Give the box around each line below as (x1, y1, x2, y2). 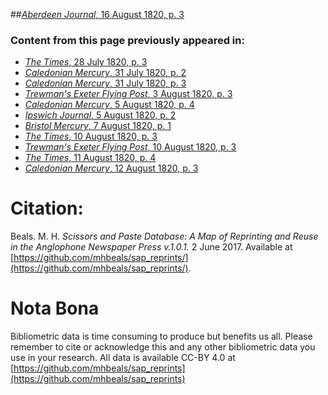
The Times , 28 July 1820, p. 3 (24, 56, 148, 68)
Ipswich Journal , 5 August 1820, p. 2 (24, 109, 177, 121)
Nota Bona (10, 297, 100, 320)
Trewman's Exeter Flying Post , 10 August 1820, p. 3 (24, 141, 237, 153)
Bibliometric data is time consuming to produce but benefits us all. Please (10, 330, 313, 343)
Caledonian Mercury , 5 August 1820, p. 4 (24, 99, 195, 111)
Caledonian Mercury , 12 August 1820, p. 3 (24, 162, 199, 174)
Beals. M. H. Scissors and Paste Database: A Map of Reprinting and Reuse (10, 230, 319, 243)
